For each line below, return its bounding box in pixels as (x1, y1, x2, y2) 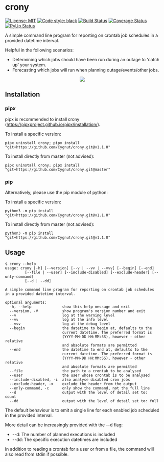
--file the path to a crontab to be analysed (9, 368, 141, 373)
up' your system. (12, 62, 47, 68)
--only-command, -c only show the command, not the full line (9, 386, 150, 390)
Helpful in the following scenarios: (5, 47, 74, 53)
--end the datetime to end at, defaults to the (9, 347, 148, 352)
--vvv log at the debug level (9, 321, 111, 326)
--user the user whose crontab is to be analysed (9, 373, 150, 378)
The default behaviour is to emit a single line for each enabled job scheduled (5, 407, 160, 413)
